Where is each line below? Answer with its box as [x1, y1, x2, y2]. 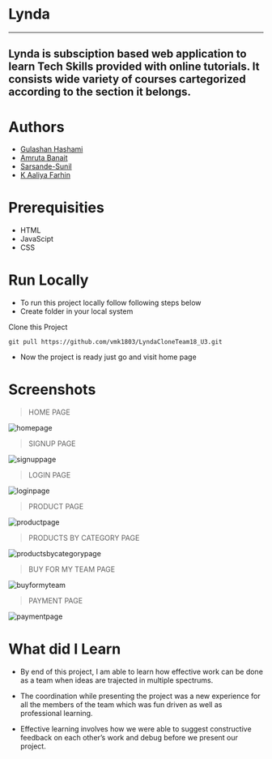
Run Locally [8, 271, 89, 289]
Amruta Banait [19, 153, 68, 163]
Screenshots [8, 380, 96, 399]
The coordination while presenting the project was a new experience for [19, 691, 261, 701]
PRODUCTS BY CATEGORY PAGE [28, 533, 140, 543]
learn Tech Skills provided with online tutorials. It [8, 60, 260, 74]
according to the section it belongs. [8, 85, 192, 99]
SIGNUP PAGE [28, 439, 76, 448]
